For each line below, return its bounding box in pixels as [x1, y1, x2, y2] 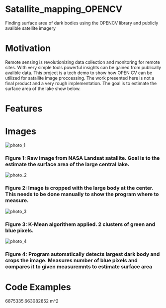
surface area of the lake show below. [5, 86, 81, 92]
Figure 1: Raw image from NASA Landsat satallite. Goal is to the [5, 154, 160, 161]
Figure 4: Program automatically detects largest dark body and [5, 250, 160, 257]
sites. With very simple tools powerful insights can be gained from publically [5, 64, 162, 70]
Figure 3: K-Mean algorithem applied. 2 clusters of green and [5, 220, 156, 227]
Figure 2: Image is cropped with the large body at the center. [5, 185, 154, 192]
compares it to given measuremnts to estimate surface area [5, 263, 153, 270]
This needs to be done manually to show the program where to [5, 191, 159, 198]
